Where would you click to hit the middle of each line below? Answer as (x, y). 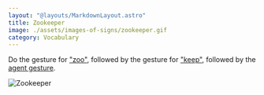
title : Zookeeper (37, 23)
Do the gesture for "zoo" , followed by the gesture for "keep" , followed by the (132, 60)
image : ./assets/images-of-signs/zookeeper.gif (88, 30)
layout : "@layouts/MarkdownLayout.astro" (77, 15)
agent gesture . (32, 68)
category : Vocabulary (44, 37)
